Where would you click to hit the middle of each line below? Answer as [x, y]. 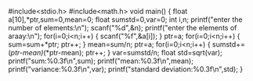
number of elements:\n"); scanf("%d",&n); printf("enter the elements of [123, 28]
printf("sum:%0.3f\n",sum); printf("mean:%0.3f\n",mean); [101, 61]
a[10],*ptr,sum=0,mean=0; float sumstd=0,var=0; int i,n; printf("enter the [125, 19]
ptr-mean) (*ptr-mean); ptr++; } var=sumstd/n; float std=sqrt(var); [117, 53]
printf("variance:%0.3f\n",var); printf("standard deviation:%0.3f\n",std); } [126, 69]
